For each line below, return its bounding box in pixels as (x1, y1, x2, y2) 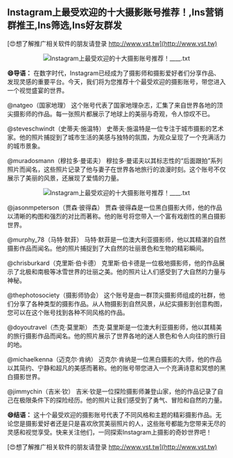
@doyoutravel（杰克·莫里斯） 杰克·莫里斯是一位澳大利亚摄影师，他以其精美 (7, 323, 223, 331)
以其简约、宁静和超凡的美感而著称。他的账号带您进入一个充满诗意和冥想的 (7, 364, 220, 372)
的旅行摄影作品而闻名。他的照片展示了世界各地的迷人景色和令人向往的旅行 (7, 332, 220, 340)
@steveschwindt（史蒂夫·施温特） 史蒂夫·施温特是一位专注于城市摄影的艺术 (7, 124, 224, 133)
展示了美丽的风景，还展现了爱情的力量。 (7, 173, 123, 182)
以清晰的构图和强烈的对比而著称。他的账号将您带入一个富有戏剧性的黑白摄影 (7, 212, 226, 220)
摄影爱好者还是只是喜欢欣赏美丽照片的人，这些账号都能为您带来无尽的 (25, 419, 226, 427)
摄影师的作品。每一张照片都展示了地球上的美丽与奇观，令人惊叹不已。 (12, 110, 214, 118)
